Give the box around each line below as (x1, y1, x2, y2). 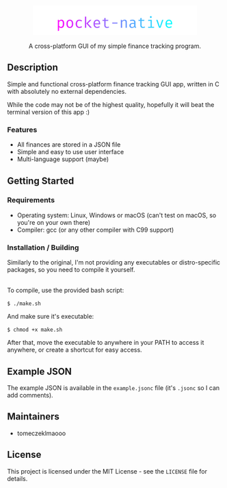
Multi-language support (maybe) (16, 155, 109, 163)
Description (7, 62, 58, 73)
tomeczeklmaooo (16, 429, 66, 437)
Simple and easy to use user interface (16, 148, 124, 156)
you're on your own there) (16, 218, 91, 226)
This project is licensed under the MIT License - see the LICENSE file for (7, 467, 207, 475)
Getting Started (7, 175, 75, 186)
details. (7, 474, 28, 483)
